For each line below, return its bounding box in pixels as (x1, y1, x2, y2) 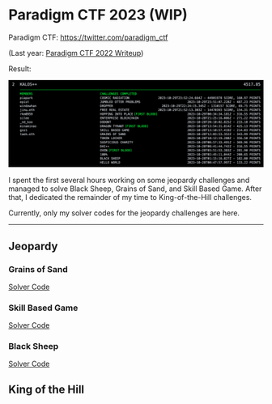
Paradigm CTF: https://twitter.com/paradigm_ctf (8, 32, 168, 42)
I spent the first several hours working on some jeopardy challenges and (8, 176, 250, 185)
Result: (8, 63, 32, 74)
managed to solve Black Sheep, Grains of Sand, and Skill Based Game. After (8, 184, 262, 193)
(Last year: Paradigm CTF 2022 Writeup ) (8, 48, 144, 57)
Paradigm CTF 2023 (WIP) (8, 6, 188, 24)
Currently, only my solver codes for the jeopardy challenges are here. (8, 208, 240, 218)
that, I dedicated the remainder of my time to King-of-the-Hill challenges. (8, 193, 253, 202)
